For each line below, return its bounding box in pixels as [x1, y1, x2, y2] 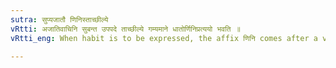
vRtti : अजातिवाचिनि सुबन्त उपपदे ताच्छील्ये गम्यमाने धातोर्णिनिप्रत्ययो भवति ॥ [10, 24, 241, 34]
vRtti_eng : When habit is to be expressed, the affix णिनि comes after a [10, 33, 318, 43]
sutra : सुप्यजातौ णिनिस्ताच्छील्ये [10, 14, 109, 25]
